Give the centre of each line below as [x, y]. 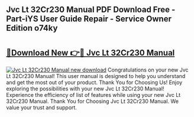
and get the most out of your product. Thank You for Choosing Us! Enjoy [94, 82]
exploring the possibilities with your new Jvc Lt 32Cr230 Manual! [85, 89]
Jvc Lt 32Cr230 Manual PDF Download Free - [91, 10]
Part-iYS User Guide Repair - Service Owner [89, 19]
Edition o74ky [32, 28]
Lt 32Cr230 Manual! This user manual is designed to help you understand [96, 76]
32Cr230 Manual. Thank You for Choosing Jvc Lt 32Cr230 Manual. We [93, 101]
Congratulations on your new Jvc [148, 70]
